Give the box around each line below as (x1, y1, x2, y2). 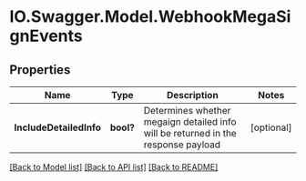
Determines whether (143, 105, 231, 116)
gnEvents (9, 25, 84, 46)
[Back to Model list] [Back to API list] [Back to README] (9, 162, 219, 172)
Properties (9, 62, 71, 77)
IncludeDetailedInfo (14, 121, 102, 134)
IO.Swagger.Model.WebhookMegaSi (9, 6, 291, 27)
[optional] (250, 121, 292, 134)
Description (167, 89, 219, 101)
